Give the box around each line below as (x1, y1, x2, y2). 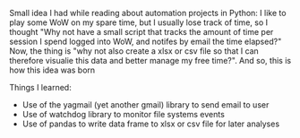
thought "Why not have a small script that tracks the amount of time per (9, 27, 274, 37)
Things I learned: (9, 82, 72, 92)
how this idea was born (9, 65, 96, 75)
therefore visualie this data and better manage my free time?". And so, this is (9, 56, 292, 65)
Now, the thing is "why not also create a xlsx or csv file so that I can (9, 46, 260, 56)
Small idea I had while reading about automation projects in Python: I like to (9, 8, 287, 18)
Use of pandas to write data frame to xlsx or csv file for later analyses (21, 118, 280, 129)
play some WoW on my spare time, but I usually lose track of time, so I (9, 17, 269, 28)
